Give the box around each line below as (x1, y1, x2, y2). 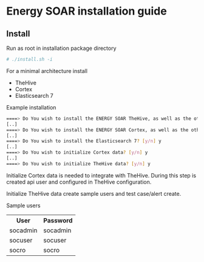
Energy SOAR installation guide (6, 4, 167, 18)
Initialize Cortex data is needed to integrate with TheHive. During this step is (6, 171, 196, 179)
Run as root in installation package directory (6, 44, 117, 52)
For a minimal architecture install (6, 67, 88, 74)
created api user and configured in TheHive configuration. (6, 178, 152, 185)
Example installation (6, 103, 56, 111)
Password (43, 216, 73, 224)
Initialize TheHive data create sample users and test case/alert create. (6, 190, 182, 197)
